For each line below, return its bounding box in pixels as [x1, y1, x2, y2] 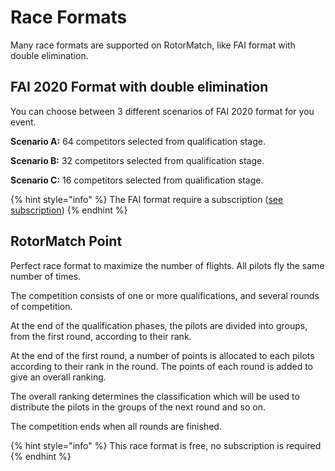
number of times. [10, 270, 82, 282]
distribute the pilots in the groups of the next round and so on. [10, 401, 266, 413]
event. [10, 116, 37, 128]
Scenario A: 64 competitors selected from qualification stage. [10, 135, 266, 147]
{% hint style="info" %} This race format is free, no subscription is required [10, 439, 322, 451]
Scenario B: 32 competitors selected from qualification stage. [10, 154, 265, 166]
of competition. [10, 300, 73, 312]
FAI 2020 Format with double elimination [10, 79, 269, 96]
